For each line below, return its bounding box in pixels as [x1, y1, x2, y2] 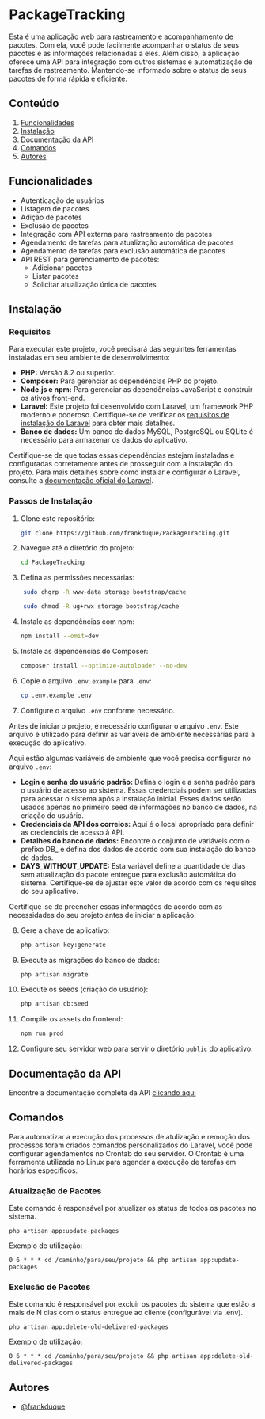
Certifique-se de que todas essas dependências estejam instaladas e [9, 451, 235, 460]
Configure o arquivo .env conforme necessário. [20, 706, 176, 715]
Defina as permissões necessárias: [20, 573, 135, 583]
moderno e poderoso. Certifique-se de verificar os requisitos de [20, 410, 230, 420]
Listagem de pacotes [20, 204, 89, 213]
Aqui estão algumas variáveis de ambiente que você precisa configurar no [9, 753, 252, 763]
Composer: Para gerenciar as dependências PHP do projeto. [20, 376, 220, 386]
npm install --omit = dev [20, 632, 100, 641]
